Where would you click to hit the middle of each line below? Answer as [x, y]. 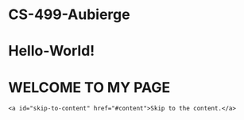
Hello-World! [52, 51]
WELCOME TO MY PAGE [89, 87]
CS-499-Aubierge [69, 15]
